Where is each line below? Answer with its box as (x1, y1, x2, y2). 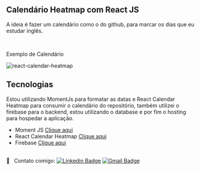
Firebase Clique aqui (14, 139, 66, 146)
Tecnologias (6, 79, 53, 90)
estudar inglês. (6, 27, 43, 34)
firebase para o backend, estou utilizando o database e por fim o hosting (6, 108, 186, 115)
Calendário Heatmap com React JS (6, 5, 139, 15)
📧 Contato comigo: (6, 157, 56, 164)
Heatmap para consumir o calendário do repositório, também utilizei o (6, 102, 180, 109)
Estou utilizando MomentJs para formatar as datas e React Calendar (6, 96, 175, 103)
